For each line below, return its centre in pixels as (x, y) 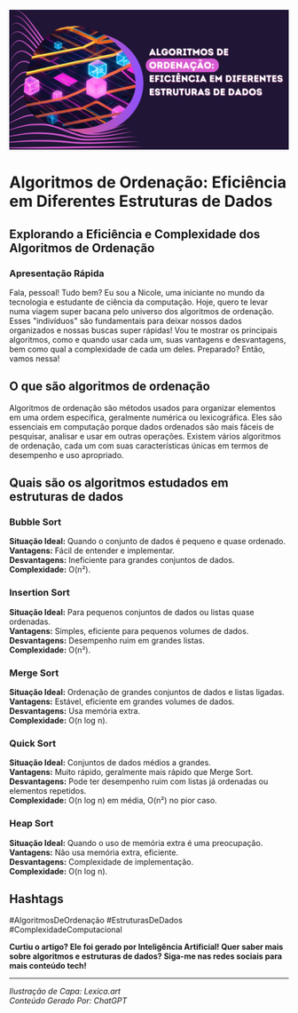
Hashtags (36, 899)
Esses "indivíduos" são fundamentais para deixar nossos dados (125, 321)
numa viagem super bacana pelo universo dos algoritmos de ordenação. (142, 311)
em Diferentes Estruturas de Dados (141, 202)
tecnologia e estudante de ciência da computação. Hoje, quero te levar (139, 302)
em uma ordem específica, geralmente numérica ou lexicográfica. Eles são (145, 417)
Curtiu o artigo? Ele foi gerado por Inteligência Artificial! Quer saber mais (146, 947)
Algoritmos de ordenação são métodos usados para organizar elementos (143, 408)
